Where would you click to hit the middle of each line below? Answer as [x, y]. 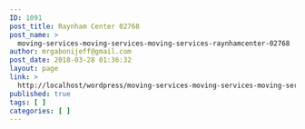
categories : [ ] [40, 111]
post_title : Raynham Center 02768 [75, 26]
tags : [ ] [28, 102]
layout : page [34, 69]
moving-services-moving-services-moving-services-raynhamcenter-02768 [154, 43]
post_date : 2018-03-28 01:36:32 [70, 60]
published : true [40, 94]
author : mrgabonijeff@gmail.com [70, 52]
